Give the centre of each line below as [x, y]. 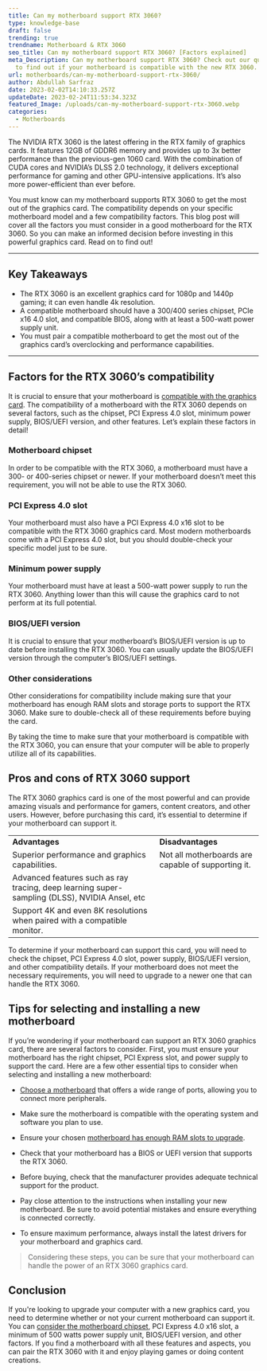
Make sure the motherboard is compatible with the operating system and [139, 1113]
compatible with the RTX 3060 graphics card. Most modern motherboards [130, 531]
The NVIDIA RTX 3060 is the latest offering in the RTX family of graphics [127, 142]
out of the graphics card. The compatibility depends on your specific [121, 208]
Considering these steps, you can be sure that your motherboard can [141, 1257]
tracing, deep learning [53, 887]
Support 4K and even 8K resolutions [80, 910]
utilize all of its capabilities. [52, 753]
